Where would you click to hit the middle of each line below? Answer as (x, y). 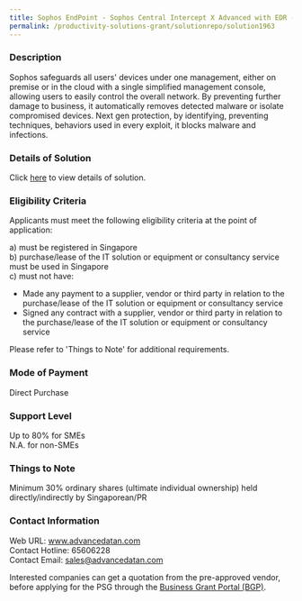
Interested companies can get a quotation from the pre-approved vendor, (145, 577)
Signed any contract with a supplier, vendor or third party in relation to (152, 313)
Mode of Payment (49, 373)
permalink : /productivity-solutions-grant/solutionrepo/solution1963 (142, 26)
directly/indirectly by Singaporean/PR (78, 497)
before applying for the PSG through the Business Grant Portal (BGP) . (138, 587)
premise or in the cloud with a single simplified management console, (138, 87)
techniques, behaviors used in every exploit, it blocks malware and (133, 125)
